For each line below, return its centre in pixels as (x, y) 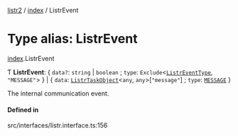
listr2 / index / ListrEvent (43, 10)
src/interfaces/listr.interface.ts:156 (58, 125)
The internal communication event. (58, 93)
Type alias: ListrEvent (72, 39)
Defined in (23, 110)
